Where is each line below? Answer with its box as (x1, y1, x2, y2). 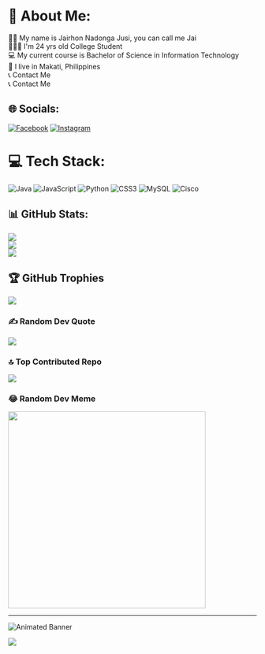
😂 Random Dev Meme (8, 393, 96, 404)
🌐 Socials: (8, 102, 60, 116)
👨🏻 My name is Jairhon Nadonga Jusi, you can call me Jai (8, 33, 197, 43)
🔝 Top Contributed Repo (8, 356, 103, 367)
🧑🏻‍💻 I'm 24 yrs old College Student (8, 41, 123, 50)
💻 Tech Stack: (8, 152, 106, 170)
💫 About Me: (8, 7, 91, 25)
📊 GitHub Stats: (8, 208, 89, 221)
